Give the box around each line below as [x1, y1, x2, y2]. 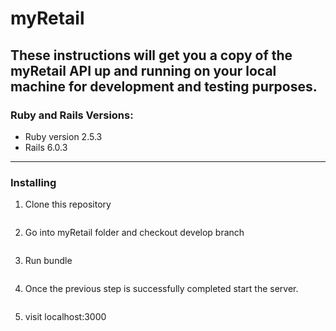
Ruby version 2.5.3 [24, 130, 103, 142]
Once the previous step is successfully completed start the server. [24, 283, 299, 295]
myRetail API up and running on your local [10, 62, 277, 79]
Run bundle [24, 255, 73, 267]
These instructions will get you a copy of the [10, 47, 293, 64]
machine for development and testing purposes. [10, 78, 318, 95]
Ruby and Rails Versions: [10, 108, 134, 122]
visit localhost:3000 [24, 311, 107, 323]
